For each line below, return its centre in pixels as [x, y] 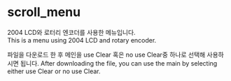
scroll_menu [44, 12]
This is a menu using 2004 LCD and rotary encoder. [82, 40]
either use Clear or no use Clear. [54, 71]
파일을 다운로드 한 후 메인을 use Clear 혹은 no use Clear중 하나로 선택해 [106, 54]
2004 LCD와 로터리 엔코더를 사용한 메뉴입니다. [71, 32]
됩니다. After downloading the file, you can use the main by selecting [119, 63]
